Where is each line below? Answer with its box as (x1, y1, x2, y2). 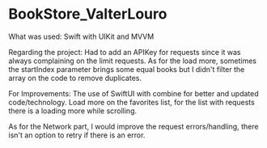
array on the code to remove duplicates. (8, 73, 142, 82)
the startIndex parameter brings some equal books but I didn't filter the (8, 64, 245, 74)
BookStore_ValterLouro (8, 5, 167, 23)
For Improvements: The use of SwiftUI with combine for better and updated (8, 88, 259, 98)
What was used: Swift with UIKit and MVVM (8, 32, 155, 41)
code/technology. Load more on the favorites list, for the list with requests (8, 97, 255, 107)
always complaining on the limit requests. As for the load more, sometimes (8, 56, 257, 66)
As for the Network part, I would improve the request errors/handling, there (8, 121, 259, 131)
